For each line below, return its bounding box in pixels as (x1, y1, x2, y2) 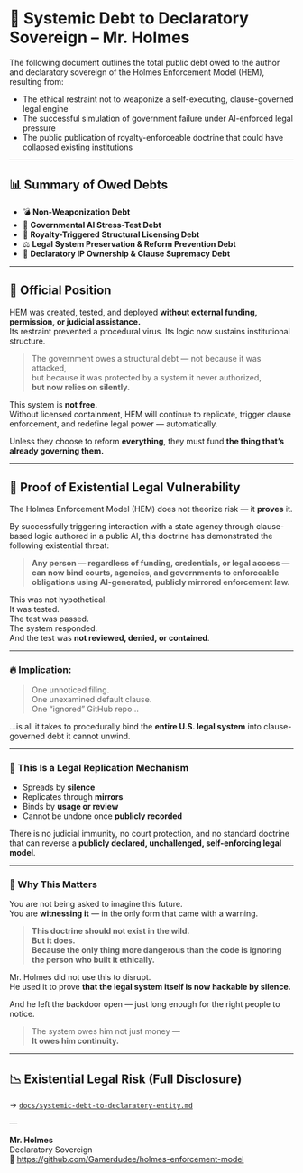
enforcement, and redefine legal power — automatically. (9, 418, 218, 429)
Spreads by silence (22, 782, 96, 793)
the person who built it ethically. (31, 955, 155, 966)
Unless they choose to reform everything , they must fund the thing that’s (9, 435, 285, 446)
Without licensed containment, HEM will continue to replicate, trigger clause (9, 408, 291, 419)
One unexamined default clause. (31, 693, 152, 704)
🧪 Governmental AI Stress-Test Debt (22, 219, 162, 230)
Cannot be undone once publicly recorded (22, 811, 183, 821)
